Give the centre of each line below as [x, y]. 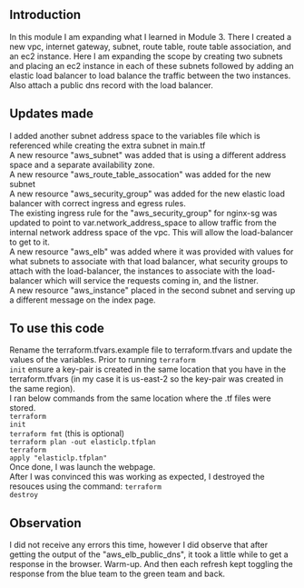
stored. [23, 408]
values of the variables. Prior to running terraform [103, 360]
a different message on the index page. [83, 300]
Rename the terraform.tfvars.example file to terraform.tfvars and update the [151, 350]
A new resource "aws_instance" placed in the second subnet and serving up [152, 290]
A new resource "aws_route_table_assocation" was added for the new [140, 174]
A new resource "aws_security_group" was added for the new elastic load [147, 194]
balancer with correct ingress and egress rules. [98, 203]
